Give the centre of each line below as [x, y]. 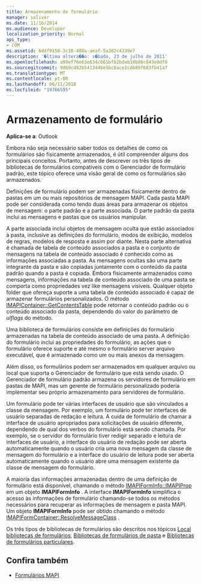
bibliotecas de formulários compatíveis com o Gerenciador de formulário [96, 167]
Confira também [37, 561]
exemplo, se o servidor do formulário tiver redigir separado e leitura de [94, 435]
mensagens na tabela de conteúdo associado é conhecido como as [90, 254]
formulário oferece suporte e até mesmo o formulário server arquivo [91, 348]
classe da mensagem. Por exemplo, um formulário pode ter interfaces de [97, 410]
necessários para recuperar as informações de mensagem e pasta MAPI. [97, 504]
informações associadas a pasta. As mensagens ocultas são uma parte [94, 260]
